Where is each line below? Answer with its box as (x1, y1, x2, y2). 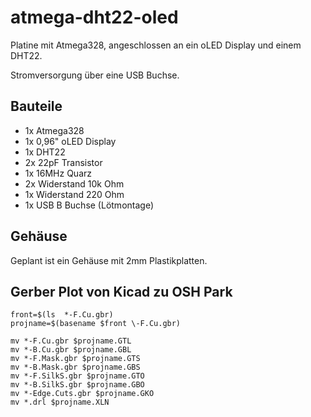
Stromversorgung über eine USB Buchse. (10, 69, 180, 81)
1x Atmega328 (24, 124, 85, 136)
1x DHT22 (24, 146, 66, 158)
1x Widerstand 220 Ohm (24, 188, 125, 200)
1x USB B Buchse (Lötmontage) (24, 199, 155, 211)
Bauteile (10, 98, 63, 115)
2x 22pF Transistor (24, 156, 103, 168)
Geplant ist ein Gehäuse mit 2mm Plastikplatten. (10, 254, 208, 266)
